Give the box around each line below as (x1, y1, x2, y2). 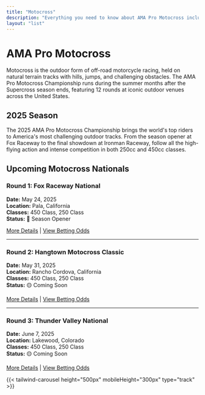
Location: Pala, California (6, 202, 70, 209)
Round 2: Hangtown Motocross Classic (6, 247, 124, 256)
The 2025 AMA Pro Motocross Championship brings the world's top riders (6, 126, 193, 134)
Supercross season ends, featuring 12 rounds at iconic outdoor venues (6, 86, 184, 93)
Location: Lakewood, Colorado (6, 336, 84, 344)
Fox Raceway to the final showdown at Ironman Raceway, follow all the (6, 140, 184, 147)
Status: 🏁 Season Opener (6, 215, 71, 222)
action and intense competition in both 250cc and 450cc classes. (21, 146, 187, 153)
